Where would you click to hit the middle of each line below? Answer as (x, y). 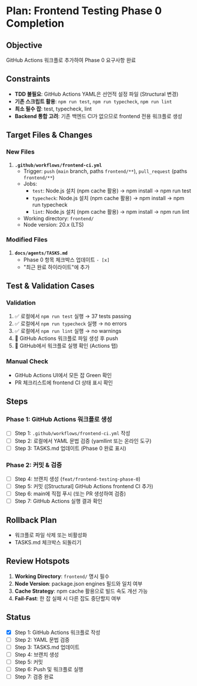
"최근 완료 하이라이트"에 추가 (56, 267)
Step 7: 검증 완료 (34, 677)
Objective (24, 45)
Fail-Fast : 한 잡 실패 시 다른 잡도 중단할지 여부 (68, 598)
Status (19, 617)
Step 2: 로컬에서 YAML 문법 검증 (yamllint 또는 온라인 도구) (83, 440)
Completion (35, 23)
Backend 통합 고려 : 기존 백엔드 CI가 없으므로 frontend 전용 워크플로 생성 (98, 116)
